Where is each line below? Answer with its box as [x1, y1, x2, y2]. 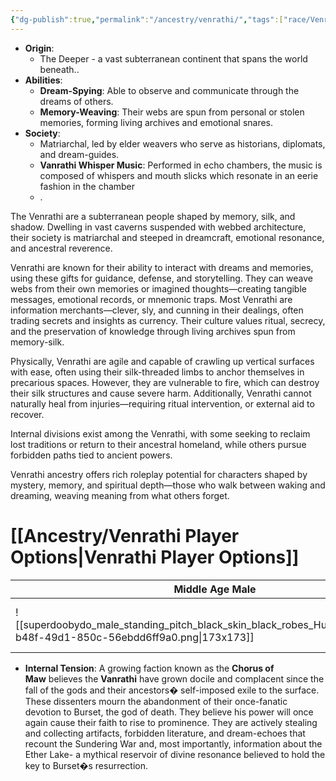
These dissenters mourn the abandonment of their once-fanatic [24, 695, 288, 707]
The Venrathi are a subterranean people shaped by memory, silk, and [10, 210, 296, 222]
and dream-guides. [39, 148, 120, 160]
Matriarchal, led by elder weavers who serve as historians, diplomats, [39, 137, 326, 150]
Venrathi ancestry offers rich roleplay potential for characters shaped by [10, 468, 308, 480]
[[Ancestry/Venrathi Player [10, 524, 240, 547]
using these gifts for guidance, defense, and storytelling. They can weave [10, 272, 313, 284]
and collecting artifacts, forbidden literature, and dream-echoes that [24, 727, 306, 739]
